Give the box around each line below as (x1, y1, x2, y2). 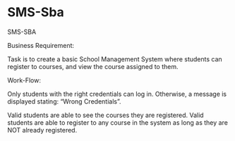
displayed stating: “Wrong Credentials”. (7, 97, 121, 106)
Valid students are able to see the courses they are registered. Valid (7, 111, 204, 119)
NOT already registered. (7, 125, 78, 134)
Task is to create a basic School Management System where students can (7, 54, 222, 63)
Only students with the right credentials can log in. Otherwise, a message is (7, 90, 227, 98)
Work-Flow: (7, 75, 41, 85)
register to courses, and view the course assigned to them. (7, 62, 179, 70)
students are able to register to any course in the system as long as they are (7, 118, 228, 127)
